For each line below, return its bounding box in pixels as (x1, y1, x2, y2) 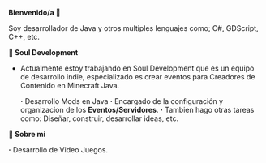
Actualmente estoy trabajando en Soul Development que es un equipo (19, 63, 255, 73)
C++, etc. (8, 32, 41, 41)
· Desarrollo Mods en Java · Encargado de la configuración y (19, 97, 224, 105)
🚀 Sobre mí (8, 130, 46, 139)
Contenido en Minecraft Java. (19, 81, 120, 90)
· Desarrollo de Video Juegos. (8, 145, 108, 154)
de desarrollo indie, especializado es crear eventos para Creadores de (19, 72, 255, 81)
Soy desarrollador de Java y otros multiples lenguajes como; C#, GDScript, (8, 24, 259, 32)
